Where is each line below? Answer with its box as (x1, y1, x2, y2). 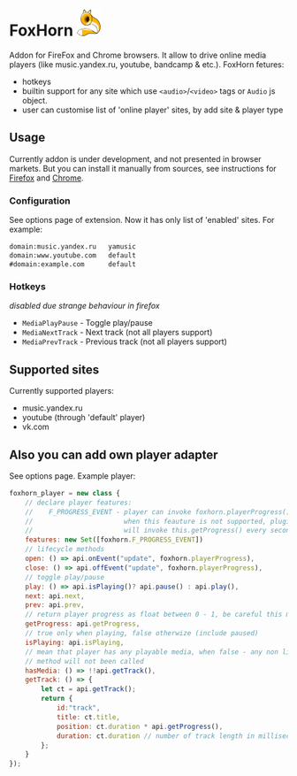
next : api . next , (25, 591, 86, 601)
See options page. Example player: (9, 470, 136, 481)
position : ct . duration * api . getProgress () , (56, 722, 224, 731)
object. (21, 95, 48, 105)
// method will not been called (25, 657, 144, 665)
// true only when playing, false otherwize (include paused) (25, 629, 259, 638)
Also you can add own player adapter (9, 447, 218, 462)
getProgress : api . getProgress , (25, 619, 141, 628)
